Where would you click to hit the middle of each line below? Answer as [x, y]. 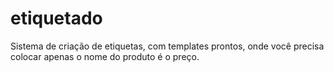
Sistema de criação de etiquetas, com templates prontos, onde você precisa [167, 46]
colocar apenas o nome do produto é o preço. [105, 56]
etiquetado [56, 18]
